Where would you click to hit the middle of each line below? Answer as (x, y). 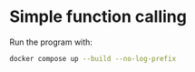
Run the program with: (51, 42)
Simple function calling (98, 17)
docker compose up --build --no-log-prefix (93, 58)
